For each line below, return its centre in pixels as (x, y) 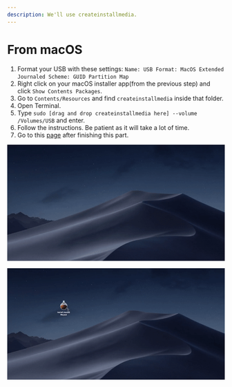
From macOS (45, 49)
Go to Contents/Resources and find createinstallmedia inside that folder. (120, 98)
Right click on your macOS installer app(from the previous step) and (114, 84)
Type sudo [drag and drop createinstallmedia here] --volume (107, 113)
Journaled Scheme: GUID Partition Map (73, 77)
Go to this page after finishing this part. (73, 135)
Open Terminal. (39, 105)
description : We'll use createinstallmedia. (72, 15)
